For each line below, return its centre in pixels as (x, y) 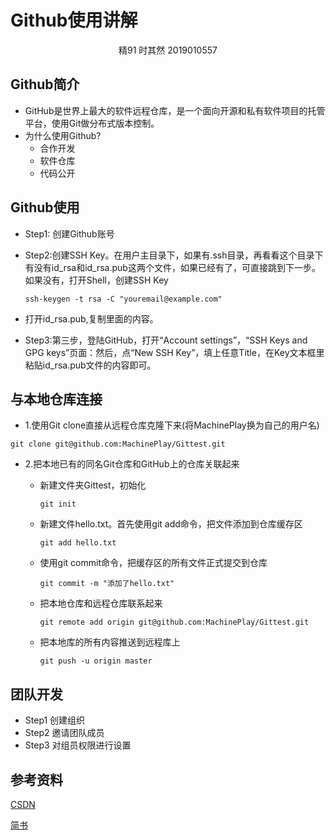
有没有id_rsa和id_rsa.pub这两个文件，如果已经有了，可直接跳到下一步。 (172, 267)
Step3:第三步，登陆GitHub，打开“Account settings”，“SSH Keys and (166, 340)
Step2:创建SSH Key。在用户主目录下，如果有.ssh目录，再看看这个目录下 (174, 255)
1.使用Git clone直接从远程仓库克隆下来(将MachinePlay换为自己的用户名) (172, 425)
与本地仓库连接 (56, 399)
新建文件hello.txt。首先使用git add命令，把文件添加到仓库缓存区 (171, 524)
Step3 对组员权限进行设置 (78, 745)
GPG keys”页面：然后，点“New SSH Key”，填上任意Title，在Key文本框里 (174, 352)
